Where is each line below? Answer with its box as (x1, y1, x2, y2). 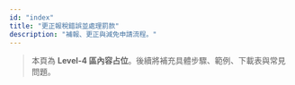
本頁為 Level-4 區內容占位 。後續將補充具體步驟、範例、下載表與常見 (31, 55, 286, 66)
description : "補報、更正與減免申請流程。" (9, 30, 157, 38)
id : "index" (9, 13, 54, 22)
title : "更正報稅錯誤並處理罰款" (9, 21, 120, 30)
